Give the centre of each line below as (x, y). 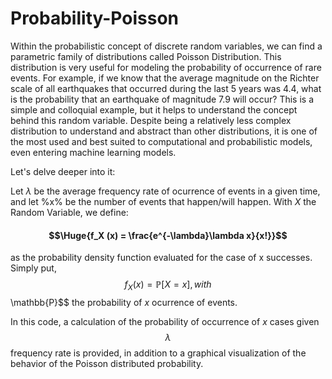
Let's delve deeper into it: (63, 171)
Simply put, (33, 268)
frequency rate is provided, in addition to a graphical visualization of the (158, 353)
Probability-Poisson (94, 18)
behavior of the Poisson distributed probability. (107, 363)
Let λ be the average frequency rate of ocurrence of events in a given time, (165, 191)
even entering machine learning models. (93, 152)
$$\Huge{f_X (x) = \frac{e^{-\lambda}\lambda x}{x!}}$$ (168, 235)
